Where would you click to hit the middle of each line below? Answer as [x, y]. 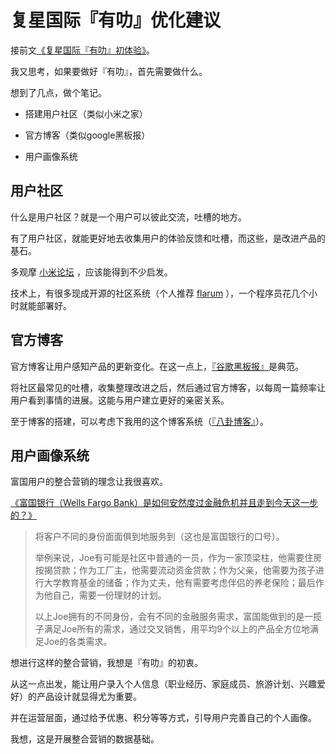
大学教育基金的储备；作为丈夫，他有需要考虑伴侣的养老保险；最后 [179, 583]
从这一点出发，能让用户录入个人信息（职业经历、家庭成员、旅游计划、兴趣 [163, 684]
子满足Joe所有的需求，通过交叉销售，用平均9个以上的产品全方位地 [172, 629]
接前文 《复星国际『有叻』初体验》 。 [82, 50]
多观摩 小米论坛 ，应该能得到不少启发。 [91, 272]
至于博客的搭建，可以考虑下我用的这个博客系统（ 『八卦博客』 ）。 [139, 421]
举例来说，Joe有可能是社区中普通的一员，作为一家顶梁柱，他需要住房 [178, 558]
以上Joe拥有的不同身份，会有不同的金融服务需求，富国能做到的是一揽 [178, 617]
